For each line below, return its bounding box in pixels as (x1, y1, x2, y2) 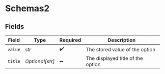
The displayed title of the (85, 55, 143, 61)
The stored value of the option (85, 46, 156, 53)
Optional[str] (25, 58, 55, 65)
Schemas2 (5, 3, 50, 14)
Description (108, 37, 136, 43)
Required (59, 37, 82, 43)
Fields (5, 22, 25, 31)
